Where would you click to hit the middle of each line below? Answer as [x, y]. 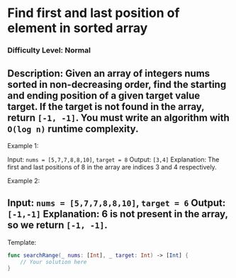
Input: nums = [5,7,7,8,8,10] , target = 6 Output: [117, 203]
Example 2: [24, 180]
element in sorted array [78, 28]
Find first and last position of [94, 13]
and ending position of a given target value [104, 95]
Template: [22, 242]
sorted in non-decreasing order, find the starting [117, 84]
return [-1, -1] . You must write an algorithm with [119, 117]
